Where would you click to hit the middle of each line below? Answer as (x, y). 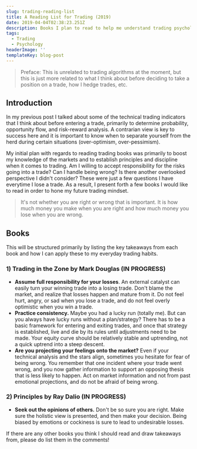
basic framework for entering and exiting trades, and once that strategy (101, 325)
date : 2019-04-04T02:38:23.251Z (45, 22)
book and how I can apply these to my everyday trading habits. (82, 254)
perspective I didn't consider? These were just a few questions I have (90, 178)
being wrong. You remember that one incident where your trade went (98, 363)
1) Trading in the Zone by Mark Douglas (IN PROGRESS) (86, 269)
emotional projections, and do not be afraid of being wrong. (86, 381)
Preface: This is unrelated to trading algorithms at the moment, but (101, 72)
